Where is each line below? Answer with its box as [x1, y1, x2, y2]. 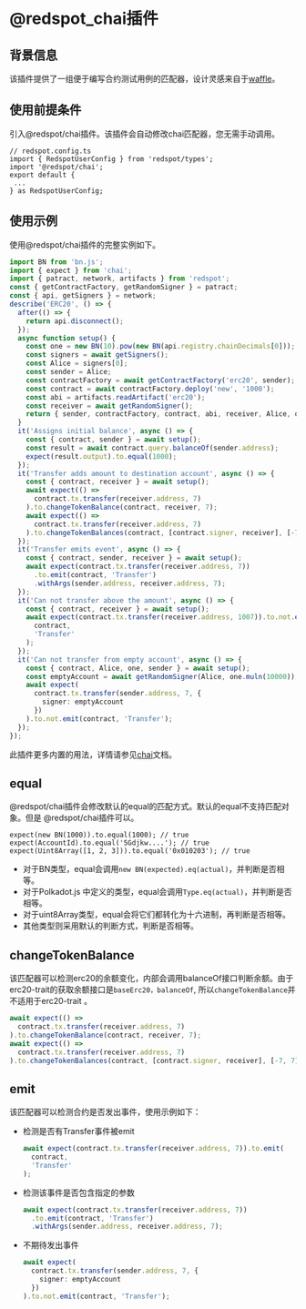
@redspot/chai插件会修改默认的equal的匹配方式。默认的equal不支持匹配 [9, 801, 282, 812]
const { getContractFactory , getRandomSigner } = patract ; [9, 283, 239, 292]
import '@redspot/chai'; [9, 162, 104, 171]
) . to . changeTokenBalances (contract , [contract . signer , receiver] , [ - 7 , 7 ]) [9, 1056, 303, 1065]
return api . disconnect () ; [25, 316, 125, 326]
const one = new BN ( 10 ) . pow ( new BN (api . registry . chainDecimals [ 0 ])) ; [25, 342, 296, 351]
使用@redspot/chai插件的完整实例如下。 [9, 238, 161, 250]
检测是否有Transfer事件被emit [22, 1126, 135, 1137]
